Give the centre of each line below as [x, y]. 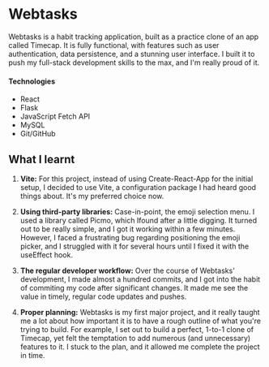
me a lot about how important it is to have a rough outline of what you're [141, 321]
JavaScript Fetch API [55, 117]
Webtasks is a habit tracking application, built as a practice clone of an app [134, 37]
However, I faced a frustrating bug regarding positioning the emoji [130, 237]
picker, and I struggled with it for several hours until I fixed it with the [134, 246]
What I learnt [42, 159]
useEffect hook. [46, 255]
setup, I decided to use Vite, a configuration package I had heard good [138, 187]
